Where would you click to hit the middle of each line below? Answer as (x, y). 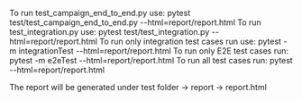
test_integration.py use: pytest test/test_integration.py (110, 32)
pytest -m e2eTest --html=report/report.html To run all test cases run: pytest (151, 60)
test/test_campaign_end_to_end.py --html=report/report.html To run (135, 22)
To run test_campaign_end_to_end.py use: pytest (100, 13)
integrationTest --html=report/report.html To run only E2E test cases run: (154, 51)
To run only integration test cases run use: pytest (190, 41)
